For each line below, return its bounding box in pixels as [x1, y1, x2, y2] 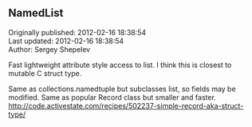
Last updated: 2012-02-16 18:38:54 [8, 36, 124, 46]
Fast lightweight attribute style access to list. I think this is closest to [8, 60, 232, 69]
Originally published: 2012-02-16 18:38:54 [8, 27, 147, 37]
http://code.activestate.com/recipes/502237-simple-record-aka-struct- [8, 101, 244, 110]
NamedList [8, 6, 64, 20]
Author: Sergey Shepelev [8, 44, 91, 54]
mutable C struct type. [8, 68, 82, 78]
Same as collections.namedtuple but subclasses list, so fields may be [8, 84, 237, 93]
